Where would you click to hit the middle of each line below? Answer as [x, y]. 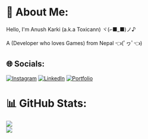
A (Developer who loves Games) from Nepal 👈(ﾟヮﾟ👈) [74, 43]
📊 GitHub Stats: [47, 103]
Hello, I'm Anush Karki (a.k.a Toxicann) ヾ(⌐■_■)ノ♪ [71, 29]
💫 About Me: [37, 12]
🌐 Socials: [26, 64]
